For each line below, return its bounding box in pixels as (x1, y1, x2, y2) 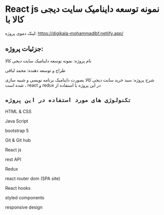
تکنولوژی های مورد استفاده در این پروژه (5, 96, 132, 104)
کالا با (5, 14, 24, 25)
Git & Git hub (5, 137, 31, 143)
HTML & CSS (5, 108, 32, 114)
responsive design (5, 204, 43, 210)
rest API (5, 156, 21, 162)
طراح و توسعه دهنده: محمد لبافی (5, 67, 66, 73)
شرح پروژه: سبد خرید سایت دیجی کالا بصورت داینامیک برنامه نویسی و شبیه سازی (5, 77, 155, 83)
